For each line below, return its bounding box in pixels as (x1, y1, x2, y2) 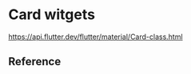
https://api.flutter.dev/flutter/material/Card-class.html (8, 32, 183, 41)
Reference (8, 55, 62, 68)
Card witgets (8, 6, 96, 24)
